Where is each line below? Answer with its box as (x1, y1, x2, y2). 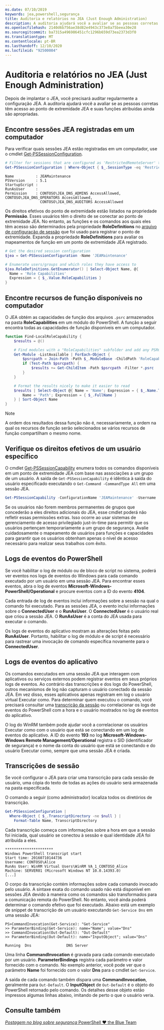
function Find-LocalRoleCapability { (5, 334, 82, 339)
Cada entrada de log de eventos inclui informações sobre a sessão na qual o (5, 598, 160, 604)
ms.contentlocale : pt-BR (5, 39, 56, 44)
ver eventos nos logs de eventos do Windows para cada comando (5, 572, 138, 579)
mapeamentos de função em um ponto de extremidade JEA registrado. (5, 239, 148, 245)
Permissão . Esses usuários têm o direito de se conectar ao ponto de (5, 213, 143, 219)
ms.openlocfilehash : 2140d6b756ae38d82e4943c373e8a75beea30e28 (5, 25, 137, 30)
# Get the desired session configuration (5, 249, 91, 253)
